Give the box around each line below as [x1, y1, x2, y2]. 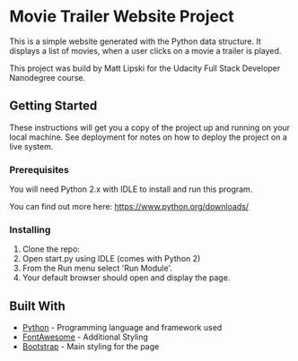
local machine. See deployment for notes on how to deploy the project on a [9, 132, 287, 142]
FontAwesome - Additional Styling [22, 331, 148, 342]
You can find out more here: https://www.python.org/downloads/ [9, 202, 250, 212]
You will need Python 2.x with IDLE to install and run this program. [9, 184, 253, 194]
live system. [9, 141, 54, 151]
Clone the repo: [22, 244, 81, 254]
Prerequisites [9, 163, 69, 176]
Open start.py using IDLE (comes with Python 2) [22, 254, 201, 264]
